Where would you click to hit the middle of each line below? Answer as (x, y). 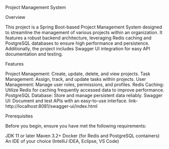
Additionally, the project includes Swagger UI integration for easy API (78, 49)
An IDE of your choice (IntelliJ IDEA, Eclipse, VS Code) (62, 141)
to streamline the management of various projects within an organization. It (84, 32)
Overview (15, 17)
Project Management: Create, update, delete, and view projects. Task (78, 74)
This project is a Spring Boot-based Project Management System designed (84, 27)
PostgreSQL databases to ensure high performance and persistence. (77, 43)
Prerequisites (19, 116)
